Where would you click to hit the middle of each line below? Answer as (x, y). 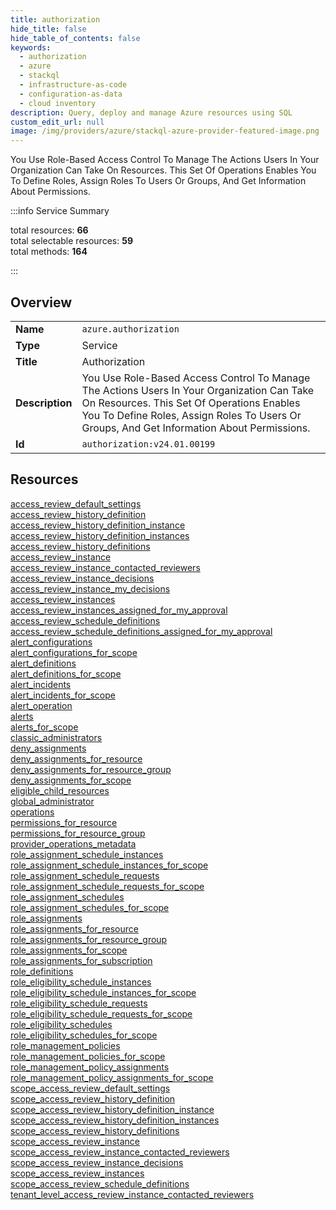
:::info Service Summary (60, 211)
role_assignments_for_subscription (81, 960)
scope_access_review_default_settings (90, 1088)
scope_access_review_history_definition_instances (115, 1120)
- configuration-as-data (71, 94)
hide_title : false (48, 29)
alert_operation (41, 705)
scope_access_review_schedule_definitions (100, 1183)
